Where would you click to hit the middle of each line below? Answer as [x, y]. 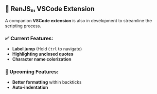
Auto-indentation [30, 87]
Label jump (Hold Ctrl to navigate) [47, 49]
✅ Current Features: [29, 38]
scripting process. [23, 26]
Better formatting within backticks [47, 82]
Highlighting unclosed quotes [43, 54]
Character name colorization [42, 59]
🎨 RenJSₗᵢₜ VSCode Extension [50, 9]
